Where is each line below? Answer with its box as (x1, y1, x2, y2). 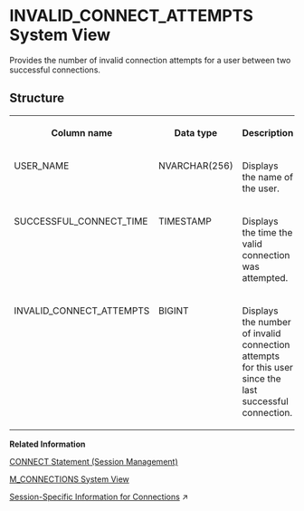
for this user (242, 361, 294, 373)
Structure (9, 91, 65, 106)
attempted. (242, 271, 289, 284)
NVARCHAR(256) (157, 159, 233, 172)
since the (242, 372, 281, 385)
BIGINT (157, 304, 189, 317)
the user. (242, 182, 280, 195)
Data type (174, 126, 218, 139)
